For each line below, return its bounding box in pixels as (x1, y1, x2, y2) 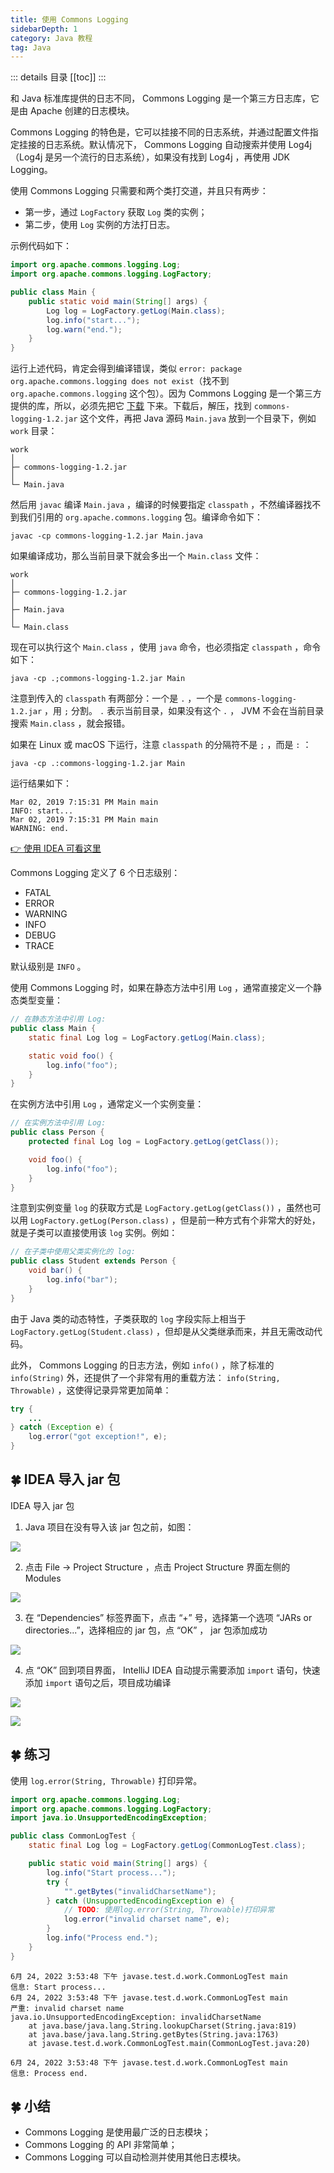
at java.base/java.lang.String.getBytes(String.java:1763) (28, 2029, 280, 2040)
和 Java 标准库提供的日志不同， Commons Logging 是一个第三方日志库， (10, 92, 311, 105)
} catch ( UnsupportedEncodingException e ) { (46, 1896, 235, 1906)
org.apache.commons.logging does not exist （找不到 (10, 375, 230, 387)
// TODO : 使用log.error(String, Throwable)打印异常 (63, 1905, 275, 1915)
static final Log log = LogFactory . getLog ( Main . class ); (28, 1032, 267, 1043)
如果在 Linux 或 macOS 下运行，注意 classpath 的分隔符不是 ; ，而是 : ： (10, 739, 312, 751)
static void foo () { (28, 1051, 114, 1061)
